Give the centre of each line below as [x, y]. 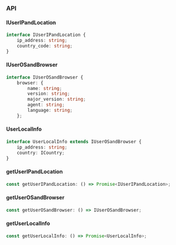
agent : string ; [46, 105]
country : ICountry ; [41, 153]
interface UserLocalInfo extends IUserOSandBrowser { [74, 142]
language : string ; [50, 111]
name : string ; [45, 88]
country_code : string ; [45, 46]
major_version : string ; [57, 99]
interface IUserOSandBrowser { [45, 77]
